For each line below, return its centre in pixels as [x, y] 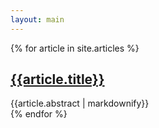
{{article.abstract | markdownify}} [80, 103]
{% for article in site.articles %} [75, 48]
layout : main [37, 19]
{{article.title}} [57, 79]
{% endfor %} [39, 114]
